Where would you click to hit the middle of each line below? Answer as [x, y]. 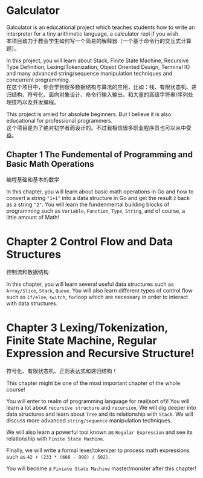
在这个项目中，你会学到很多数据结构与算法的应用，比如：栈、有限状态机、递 [101, 87]
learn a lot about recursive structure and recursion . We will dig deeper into [101, 407]
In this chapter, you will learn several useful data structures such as [90, 284]
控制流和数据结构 [27, 272]
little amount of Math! [33, 217]
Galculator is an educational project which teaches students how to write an [101, 27]
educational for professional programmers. [60, 120]
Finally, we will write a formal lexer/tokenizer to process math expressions [98, 450]
